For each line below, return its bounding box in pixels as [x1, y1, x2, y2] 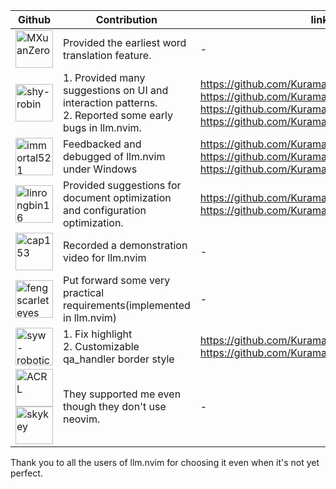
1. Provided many [63, 71, 146, 84]
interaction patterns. [63, 96, 158, 109]
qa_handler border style [63, 352, 175, 366]
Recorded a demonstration [63, 239, 188, 252]
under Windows [63, 162, 138, 176]
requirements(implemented [63, 299, 191, 312]
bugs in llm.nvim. [63, 121, 142, 134]
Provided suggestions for [63, 179, 182, 192]
